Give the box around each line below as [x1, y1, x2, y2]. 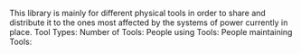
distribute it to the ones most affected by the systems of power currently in [9, 17, 288, 28]
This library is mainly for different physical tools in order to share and [9, 8, 267, 18]
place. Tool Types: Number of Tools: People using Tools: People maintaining [9, 27, 293, 37]
